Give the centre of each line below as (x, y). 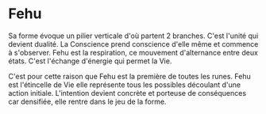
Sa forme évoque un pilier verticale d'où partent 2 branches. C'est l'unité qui (133, 36)
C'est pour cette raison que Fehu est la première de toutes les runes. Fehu (130, 76)
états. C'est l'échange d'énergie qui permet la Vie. (90, 61)
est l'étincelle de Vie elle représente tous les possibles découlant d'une (124, 85)
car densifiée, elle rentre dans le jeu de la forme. (87, 101)
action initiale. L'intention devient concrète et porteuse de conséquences (127, 93)
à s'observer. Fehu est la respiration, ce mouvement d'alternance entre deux (133, 52)
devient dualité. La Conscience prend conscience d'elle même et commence (133, 44)
